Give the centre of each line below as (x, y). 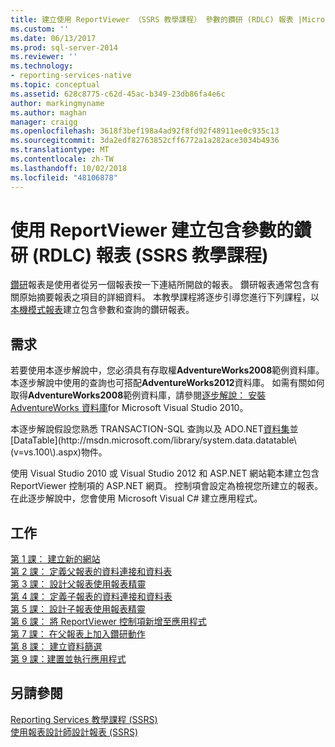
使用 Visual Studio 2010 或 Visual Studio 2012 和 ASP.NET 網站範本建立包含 (165, 473)
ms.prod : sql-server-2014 (64, 47)
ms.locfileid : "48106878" (64, 177)
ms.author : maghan (48, 112)
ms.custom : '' (40, 29)
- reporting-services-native (71, 76)
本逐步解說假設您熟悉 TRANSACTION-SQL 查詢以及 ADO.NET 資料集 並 (154, 429)
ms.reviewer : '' (44, 57)
